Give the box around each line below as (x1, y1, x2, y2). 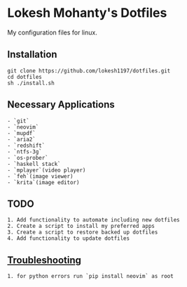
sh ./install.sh (7, 79, 55, 87)
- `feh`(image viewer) (7, 172, 74, 180)
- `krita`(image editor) (7, 179, 80, 186)
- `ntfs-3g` (7, 148, 42, 155)
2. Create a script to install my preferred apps (7, 223, 155, 230)
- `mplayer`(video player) (7, 167, 86, 174)
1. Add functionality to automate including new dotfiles (7, 217, 180, 224)
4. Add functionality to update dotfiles (7, 235, 130, 242)
